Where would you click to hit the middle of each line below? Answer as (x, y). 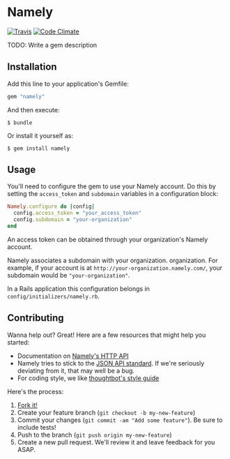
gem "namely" (26, 96)
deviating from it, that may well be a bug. (76, 370)
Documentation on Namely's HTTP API (73, 356)
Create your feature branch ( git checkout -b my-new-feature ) (106, 412)
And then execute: (33, 110)
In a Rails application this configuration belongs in (78, 288)
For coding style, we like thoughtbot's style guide (88, 378)
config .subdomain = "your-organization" (73, 220)
